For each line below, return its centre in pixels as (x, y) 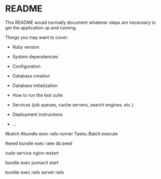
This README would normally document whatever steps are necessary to (80, 22)
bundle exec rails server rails (35, 172)
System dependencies (35, 56)
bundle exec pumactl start (32, 163)
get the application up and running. (41, 27)
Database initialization (35, 86)
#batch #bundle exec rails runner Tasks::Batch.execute (62, 134)
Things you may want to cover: (37, 37)
